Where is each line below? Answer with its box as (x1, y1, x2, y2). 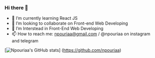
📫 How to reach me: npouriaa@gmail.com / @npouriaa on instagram (11, 31, 151, 37)
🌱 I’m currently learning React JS (11, 15, 78, 21)
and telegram (11, 38, 39, 44)
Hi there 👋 (4, 4, 29, 11)
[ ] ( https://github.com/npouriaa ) (4, 47, 121, 53)
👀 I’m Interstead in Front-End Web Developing (11, 26, 103, 31)
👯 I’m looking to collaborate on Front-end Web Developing (11, 20, 128, 26)
